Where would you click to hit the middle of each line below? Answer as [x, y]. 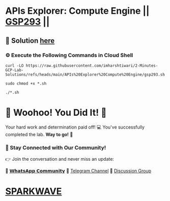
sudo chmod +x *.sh [26, 83]
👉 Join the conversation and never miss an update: [60, 159]
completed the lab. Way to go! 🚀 [39, 134]
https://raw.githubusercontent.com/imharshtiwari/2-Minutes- [92, 66]
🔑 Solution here [30, 41]
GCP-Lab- [15, 70]
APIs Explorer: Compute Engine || [77, 11]
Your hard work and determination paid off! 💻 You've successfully [75, 127]
